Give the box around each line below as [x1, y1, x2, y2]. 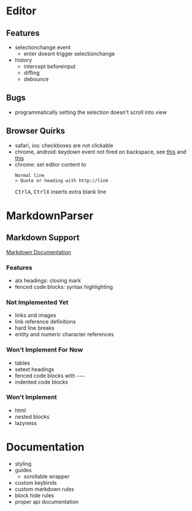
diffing [23, 69, 40, 76]
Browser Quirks [6, 126, 65, 136]
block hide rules [14, 491, 55, 499]
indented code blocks [14, 378, 68, 386]
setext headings [14, 365, 55, 373]
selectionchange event [14, 44, 71, 51]
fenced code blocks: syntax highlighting [14, 283, 113, 290]
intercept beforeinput [23, 63, 76, 70]
